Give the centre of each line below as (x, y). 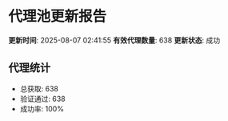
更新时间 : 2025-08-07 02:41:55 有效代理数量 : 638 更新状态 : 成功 (114, 40)
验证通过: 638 (42, 99)
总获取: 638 (39, 88)
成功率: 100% (42, 108)
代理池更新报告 (58, 16)
